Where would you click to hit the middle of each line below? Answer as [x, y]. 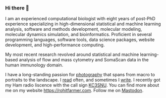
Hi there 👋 [17, 8]
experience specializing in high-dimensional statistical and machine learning [83, 24]
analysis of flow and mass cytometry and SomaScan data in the [84, 60]
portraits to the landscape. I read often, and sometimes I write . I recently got [83, 80]
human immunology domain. [34, 65]
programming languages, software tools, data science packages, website [80, 40]
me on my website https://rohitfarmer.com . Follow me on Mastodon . [74, 91]
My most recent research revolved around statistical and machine [72, 54]
